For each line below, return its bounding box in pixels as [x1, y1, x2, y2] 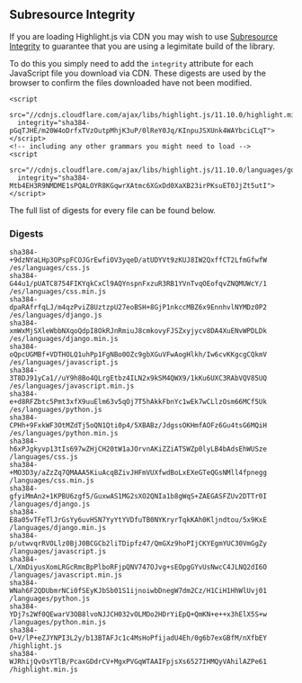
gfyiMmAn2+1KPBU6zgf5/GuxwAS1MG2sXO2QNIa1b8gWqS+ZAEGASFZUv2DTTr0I [9, 492, 268, 501]
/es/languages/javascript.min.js [9, 382, 135, 391]
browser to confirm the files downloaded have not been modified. [9, 76, 253, 88]
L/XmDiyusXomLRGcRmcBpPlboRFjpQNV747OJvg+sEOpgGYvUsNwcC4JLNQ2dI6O [9, 562, 268, 572]
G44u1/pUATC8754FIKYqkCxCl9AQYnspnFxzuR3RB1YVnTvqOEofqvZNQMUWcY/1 [9, 279, 268, 289]
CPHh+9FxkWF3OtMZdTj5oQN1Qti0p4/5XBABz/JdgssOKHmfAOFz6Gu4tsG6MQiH [9, 421, 268, 430]
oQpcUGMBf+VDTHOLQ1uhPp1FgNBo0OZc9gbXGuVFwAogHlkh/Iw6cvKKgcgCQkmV [9, 350, 268, 359]
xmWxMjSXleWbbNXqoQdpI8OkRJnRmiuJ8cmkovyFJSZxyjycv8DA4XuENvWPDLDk [9, 327, 268, 336]
